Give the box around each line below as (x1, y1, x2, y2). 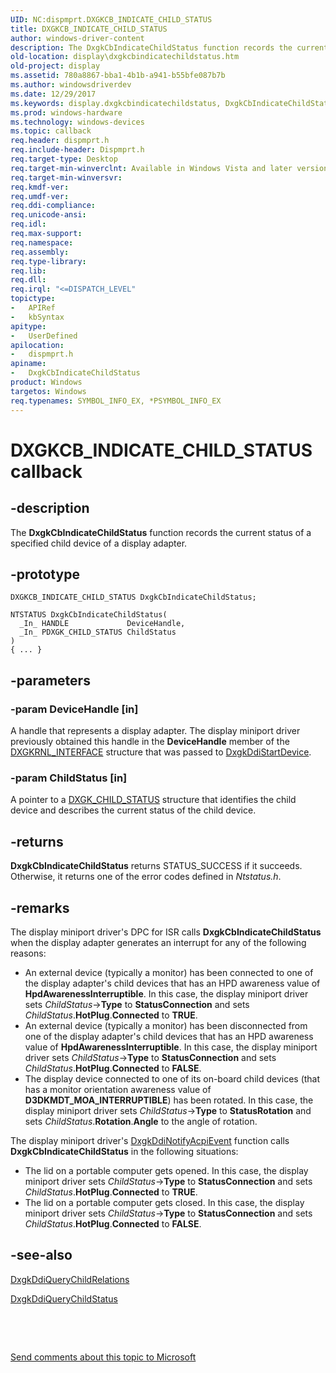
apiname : (10, 359, 47, 369)
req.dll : (10, 275, 47, 285)
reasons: (10, 947, 47, 959)
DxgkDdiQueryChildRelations (10, 1273, 130, 1285)
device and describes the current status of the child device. (10, 804, 257, 816)
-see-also (10, 1247, 73, 1264)
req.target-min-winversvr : (10, 172, 123, 183)
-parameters (10, 672, 91, 689)
